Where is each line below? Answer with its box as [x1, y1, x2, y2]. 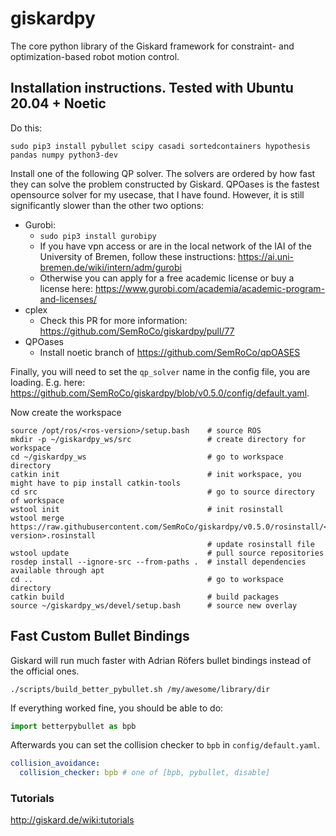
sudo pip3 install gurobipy [39, 231, 157, 241]
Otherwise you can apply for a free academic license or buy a [39, 272, 295, 284]
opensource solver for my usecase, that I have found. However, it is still [10, 188, 305, 201]
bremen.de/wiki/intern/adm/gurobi [39, 261, 182, 273]
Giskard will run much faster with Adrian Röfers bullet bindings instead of [10, 654, 312, 666]
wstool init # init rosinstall [10, 504, 284, 514]
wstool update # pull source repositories [10, 548, 325, 558]
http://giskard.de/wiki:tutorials [10, 814, 135, 826]
